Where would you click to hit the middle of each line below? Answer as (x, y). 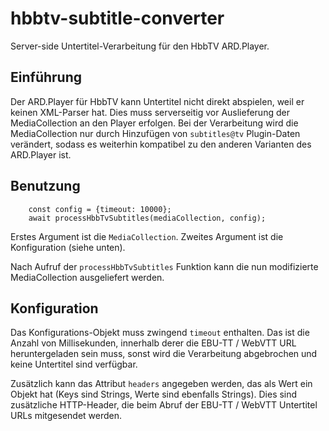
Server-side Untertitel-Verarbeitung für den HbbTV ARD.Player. (140, 46)
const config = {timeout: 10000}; (100, 209)
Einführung (46, 77)
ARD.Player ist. (41, 154)
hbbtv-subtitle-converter (117, 18)
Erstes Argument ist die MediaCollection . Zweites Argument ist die (147, 236)
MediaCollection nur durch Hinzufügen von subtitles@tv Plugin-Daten (155, 133)
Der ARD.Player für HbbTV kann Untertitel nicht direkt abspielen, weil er (157, 101)
